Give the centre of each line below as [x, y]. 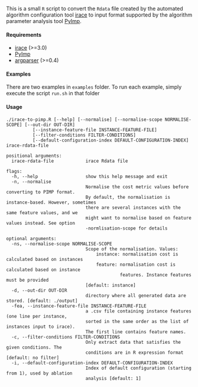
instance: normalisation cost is [137, 254]
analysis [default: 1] [113, 378]
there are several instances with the [133, 207]
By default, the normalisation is [128, 197]
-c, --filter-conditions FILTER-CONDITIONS [66, 337]
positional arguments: [34, 156]
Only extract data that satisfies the [133, 342]
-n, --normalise [31, 182]
